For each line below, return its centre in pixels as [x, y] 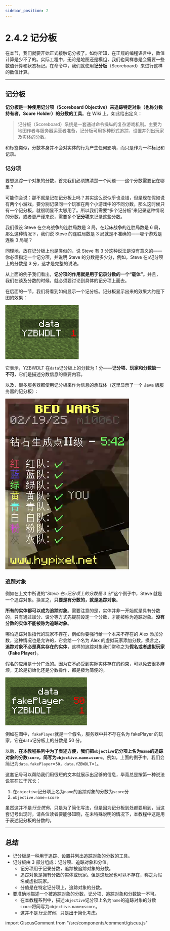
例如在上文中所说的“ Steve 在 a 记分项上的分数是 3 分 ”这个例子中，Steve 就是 [84, 593]
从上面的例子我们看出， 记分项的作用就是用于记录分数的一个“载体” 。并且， [83, 274]
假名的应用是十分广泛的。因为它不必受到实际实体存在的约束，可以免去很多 [83, 664]
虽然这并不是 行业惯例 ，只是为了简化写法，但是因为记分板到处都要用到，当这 [85, 807]
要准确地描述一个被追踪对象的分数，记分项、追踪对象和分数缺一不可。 [86, 894]
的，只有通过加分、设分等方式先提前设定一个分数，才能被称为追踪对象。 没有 [85, 617]
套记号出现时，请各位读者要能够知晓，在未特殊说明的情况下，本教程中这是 [83, 814]
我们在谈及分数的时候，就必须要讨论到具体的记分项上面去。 [67, 280]
